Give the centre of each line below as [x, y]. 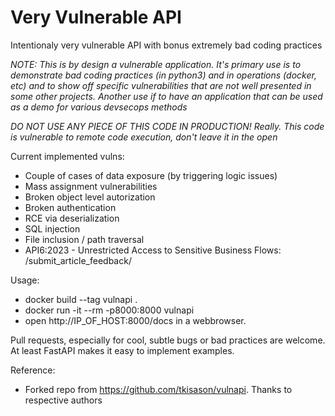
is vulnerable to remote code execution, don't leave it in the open [144, 137]
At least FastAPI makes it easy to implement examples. [122, 350]
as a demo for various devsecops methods [99, 107]
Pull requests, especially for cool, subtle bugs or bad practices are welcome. [168, 340]
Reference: [33, 370]
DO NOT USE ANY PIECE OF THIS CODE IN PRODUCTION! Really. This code [167, 126]
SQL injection [52, 228]
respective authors [63, 400]
